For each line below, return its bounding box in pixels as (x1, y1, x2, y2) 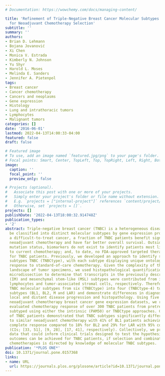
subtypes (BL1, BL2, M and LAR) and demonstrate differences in (9, 290, 144, 296)
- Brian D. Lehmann (5, 39, 45, 44)
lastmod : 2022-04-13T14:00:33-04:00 (5, 131, 80, 136)
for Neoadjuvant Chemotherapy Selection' (9, 21, 96, 26)
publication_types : (5, 217, 45, 222)
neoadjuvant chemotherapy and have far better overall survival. (9, 240, 146, 245)
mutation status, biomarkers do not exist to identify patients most (9, 244, 155, 249)
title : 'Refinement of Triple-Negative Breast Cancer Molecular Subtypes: (5, 16, 162, 21)
